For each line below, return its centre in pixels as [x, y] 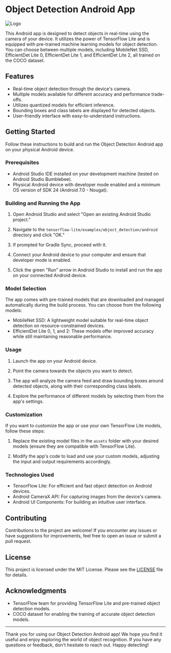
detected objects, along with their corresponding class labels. [77, 386]
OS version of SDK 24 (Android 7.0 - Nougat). [60, 190]
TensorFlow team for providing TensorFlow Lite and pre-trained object [86, 603]
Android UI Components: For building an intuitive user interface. [79, 502]
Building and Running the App [43, 203]
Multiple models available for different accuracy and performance [81, 94]
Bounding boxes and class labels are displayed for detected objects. [84, 110]
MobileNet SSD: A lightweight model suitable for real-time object [80, 320]
